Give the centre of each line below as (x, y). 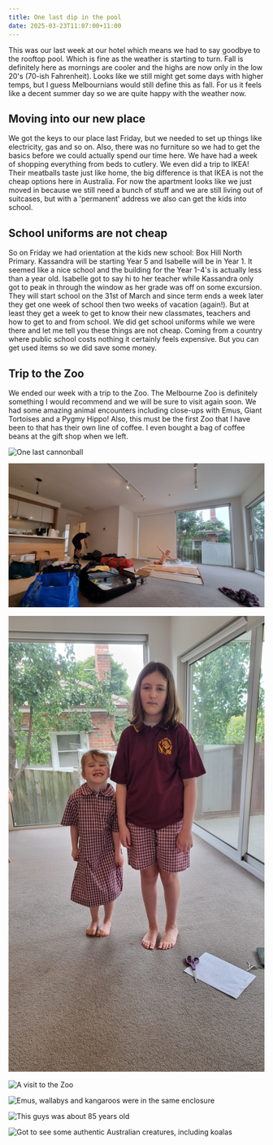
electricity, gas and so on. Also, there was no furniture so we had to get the (134, 147)
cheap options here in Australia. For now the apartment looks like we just (130, 181)
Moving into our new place (77, 118)
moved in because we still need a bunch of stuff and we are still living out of (136, 190)
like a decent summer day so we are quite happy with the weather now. (128, 93)
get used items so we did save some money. (82, 348)
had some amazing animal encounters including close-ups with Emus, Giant (135, 410)
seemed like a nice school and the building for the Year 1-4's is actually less (135, 270)
